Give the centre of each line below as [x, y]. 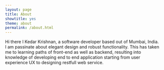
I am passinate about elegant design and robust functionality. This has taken [82, 47]
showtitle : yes [21, 19]
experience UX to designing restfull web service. [55, 63]
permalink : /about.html [29, 28]
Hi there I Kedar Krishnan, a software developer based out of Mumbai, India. [82, 42]
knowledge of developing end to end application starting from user [73, 57]
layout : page [18, 10]
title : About [18, 14]
